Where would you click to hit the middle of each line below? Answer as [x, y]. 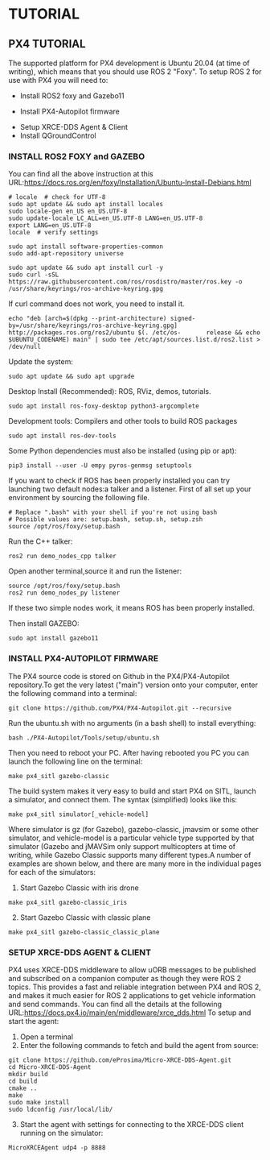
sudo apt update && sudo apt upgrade [72, 377]
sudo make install [39, 1102]
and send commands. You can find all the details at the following [115, 1004]
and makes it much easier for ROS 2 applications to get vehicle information [132, 995]
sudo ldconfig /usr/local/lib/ [61, 1109]
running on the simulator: [61, 1133]
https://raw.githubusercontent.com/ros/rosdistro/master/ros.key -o [125, 282]
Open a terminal [47, 1037]
